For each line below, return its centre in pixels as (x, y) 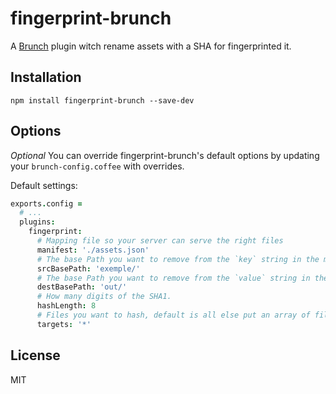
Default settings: (44, 185)
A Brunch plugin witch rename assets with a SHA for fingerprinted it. (151, 46)
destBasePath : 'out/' (82, 287)
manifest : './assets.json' (93, 250)
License (35, 355)
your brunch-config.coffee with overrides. (97, 166)
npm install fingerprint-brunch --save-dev (102, 100)
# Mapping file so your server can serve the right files (160, 241)
